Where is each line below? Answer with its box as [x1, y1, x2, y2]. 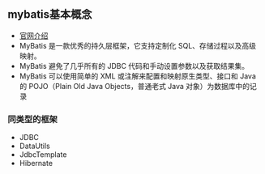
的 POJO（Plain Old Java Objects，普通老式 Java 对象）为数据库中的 [19, 81, 250, 91]
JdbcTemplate [19, 150, 67, 159]
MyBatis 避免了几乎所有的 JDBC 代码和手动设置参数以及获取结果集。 [19, 61, 250, 70]
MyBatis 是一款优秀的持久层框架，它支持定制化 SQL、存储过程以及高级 [19, 40, 257, 50]
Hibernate [19, 159, 53, 168]
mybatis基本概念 [7, 7, 92, 22]
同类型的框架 [7, 113, 58, 125]
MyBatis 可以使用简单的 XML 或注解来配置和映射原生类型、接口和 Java [19, 71, 256, 81]
